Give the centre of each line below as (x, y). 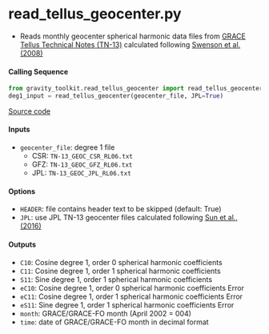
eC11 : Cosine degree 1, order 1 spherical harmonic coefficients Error (131, 296)
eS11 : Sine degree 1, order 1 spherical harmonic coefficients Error (127, 304)
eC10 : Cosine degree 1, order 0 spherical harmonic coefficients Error (132, 288)
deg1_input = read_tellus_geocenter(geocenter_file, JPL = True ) (116, 96)
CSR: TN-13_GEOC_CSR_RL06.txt (82, 156)
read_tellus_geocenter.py (95, 14)
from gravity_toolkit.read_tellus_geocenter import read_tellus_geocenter (136, 89)
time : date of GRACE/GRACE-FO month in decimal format (114, 322)
